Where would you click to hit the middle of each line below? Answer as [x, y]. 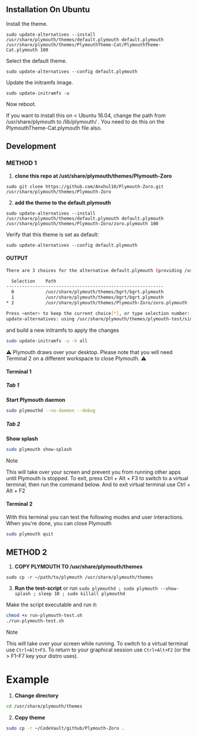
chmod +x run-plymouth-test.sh [44, 615]
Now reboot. [21, 104]
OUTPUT [17, 258]
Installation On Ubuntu [48, 10]
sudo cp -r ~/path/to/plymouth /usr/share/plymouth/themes [80, 577]
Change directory [36, 696]
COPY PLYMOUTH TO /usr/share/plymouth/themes [79, 566]
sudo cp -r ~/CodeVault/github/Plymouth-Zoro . [65, 728]
